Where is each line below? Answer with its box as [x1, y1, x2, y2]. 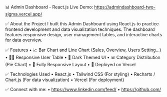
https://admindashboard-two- [94, 4, 156, 10]
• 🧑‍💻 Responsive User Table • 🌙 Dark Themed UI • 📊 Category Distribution [5, 54, 161, 60]
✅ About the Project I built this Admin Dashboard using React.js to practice [5, 21, 159, 26]
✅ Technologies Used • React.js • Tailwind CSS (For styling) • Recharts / [5, 71, 155, 77]
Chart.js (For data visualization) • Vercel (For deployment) [5, 77, 124, 83]
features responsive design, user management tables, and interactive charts [5, 32, 162, 37]
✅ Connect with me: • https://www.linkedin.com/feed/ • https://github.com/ [5, 87, 161, 92]
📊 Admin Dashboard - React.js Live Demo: [5, 4, 93, 10]
